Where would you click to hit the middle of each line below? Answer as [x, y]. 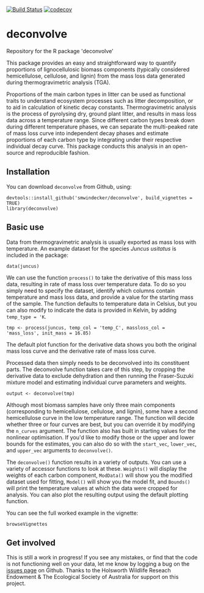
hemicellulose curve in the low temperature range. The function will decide [100, 418]
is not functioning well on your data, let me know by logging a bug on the [98, 564]
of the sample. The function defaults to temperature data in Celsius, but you [102, 303]
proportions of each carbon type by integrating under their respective [94, 139]
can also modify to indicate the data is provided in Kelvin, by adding [92, 310]
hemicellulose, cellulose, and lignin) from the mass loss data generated [96, 76]
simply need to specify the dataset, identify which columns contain [91, 290]
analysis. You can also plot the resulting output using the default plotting [97, 495]
